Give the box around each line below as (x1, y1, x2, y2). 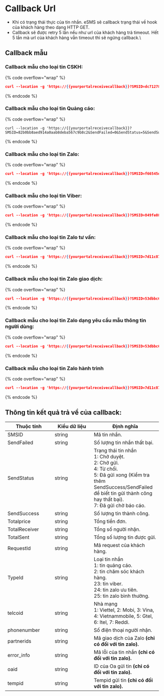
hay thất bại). (93, 496, 124, 502)
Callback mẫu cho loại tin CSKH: (5, 64, 83, 70)
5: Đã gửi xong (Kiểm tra (93, 471, 150, 478)
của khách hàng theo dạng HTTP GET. (12, 24, 90, 30)
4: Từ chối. (93, 465, 118, 472)
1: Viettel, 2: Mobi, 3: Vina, (93, 607, 154, 613)
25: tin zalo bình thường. (93, 592, 150, 599)
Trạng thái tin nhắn (93, 447, 137, 454)
